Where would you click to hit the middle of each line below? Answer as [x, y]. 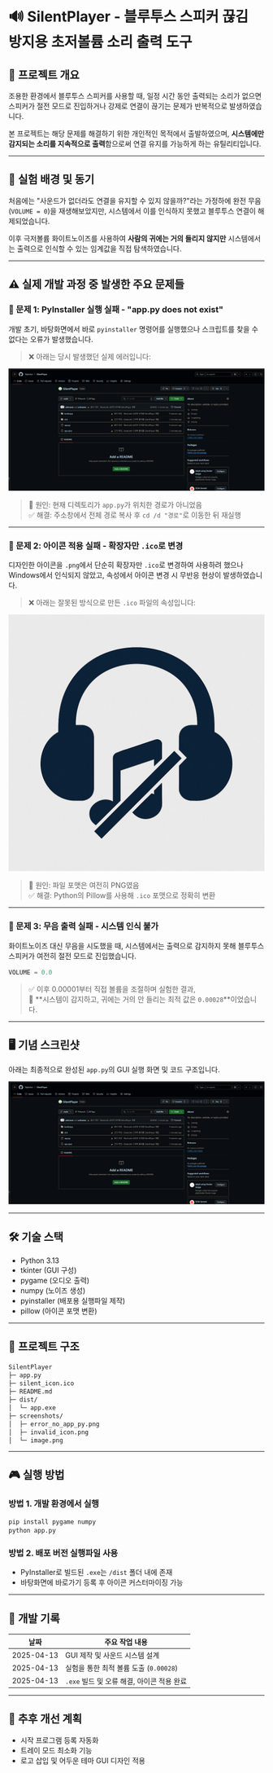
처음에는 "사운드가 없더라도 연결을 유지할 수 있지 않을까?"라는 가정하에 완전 [127, 200]
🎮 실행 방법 [37, 1475]
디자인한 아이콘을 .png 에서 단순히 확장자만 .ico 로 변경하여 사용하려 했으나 [126, 565]
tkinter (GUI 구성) [48, 1270]
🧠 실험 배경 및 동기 [52, 180]
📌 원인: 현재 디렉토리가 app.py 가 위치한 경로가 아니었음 [115, 505]
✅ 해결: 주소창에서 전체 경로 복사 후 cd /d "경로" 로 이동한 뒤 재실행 [134, 515]
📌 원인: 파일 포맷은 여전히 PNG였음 [84, 886]
